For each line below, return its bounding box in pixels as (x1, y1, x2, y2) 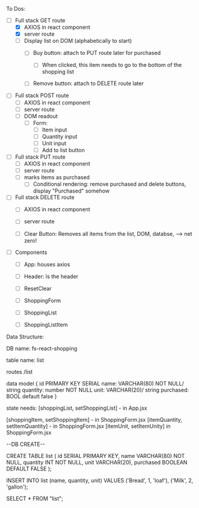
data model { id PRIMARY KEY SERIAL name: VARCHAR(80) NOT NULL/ (6, 380, 184, 387)
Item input (42, 126, 68, 133)
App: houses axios (24, 261, 71, 268)
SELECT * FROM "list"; (6, 495, 63, 502)
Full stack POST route (14, 92, 69, 99)
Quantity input (42, 133, 78, 140)
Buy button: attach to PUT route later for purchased (33, 49, 161, 57)
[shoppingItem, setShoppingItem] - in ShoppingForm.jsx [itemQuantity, (6, 416, 183, 423)
